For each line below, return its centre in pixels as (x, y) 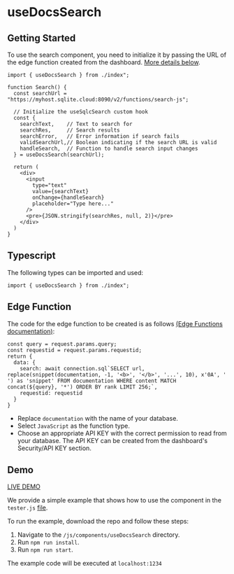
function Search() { (37, 87)
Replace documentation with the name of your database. (97, 418)
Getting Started (42, 38)
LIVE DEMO (24, 486)
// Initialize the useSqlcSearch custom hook (81, 112)
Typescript (31, 256)
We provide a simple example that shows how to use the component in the (115, 500)
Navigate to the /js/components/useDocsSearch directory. (98, 535)
